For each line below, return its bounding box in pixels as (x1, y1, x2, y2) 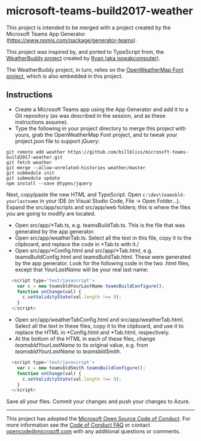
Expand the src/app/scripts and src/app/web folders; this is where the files (6, 203, 191, 210)
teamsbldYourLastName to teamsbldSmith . (14, 348, 121, 355)
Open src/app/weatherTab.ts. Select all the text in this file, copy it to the (14, 234, 192, 241)
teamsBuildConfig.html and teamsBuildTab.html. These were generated (14, 253, 191, 261)
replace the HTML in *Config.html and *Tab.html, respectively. (14, 329, 170, 336)
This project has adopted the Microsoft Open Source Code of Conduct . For (6, 415, 191, 422)
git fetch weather (6, 160, 52, 166)
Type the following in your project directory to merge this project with (14, 124, 186, 132)
